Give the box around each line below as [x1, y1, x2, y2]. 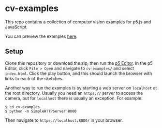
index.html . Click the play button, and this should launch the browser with [5, 71, 152, 76]
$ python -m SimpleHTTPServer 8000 [5, 109, 77, 114]
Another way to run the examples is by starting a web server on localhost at [5, 85, 157, 91]
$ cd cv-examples [5, 104, 40, 109]
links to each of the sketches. [5, 75, 64, 81]
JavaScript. [5, 24, 28, 29]
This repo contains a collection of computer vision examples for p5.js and [5, 19, 151, 25]
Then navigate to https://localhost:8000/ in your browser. [5, 117, 123, 123]
